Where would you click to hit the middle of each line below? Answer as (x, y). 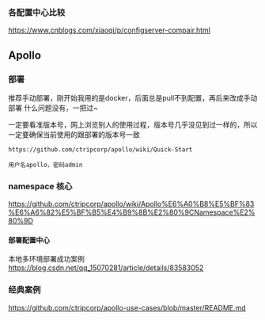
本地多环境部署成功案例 (46, 259)
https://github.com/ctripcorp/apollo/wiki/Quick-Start (100, 149)
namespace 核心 (40, 186)
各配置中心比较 (37, 12)
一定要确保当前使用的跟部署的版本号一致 (74, 134)
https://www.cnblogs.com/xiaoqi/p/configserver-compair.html (110, 30)
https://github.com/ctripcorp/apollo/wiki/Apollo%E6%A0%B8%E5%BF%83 (131, 204)
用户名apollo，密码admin (45, 165)
